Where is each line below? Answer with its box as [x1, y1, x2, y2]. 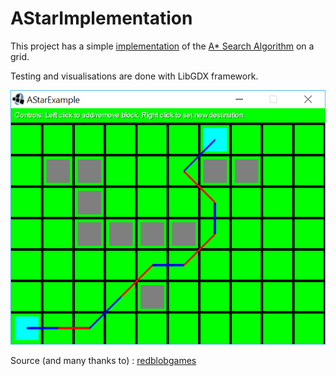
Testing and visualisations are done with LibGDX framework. [10, 70, 259, 82]
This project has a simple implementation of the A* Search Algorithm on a [10, 40, 315, 52]
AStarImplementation [10, 7, 193, 30]
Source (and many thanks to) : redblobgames [10, 354, 197, 366]
